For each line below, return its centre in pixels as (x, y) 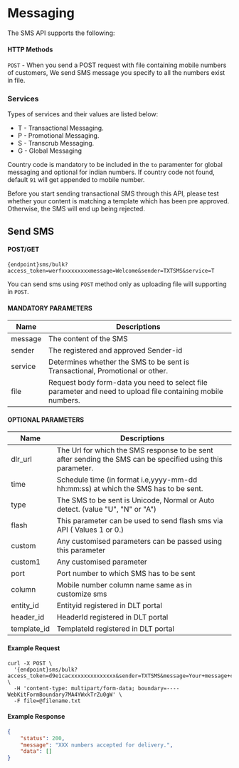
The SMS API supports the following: (61, 33)
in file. (16, 81)
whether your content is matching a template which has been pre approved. (118, 201)
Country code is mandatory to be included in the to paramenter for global (115, 165)
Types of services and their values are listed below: (83, 114)
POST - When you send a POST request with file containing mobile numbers (117, 65)
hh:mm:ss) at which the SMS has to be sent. (130, 489)
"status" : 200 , (43, 738)
